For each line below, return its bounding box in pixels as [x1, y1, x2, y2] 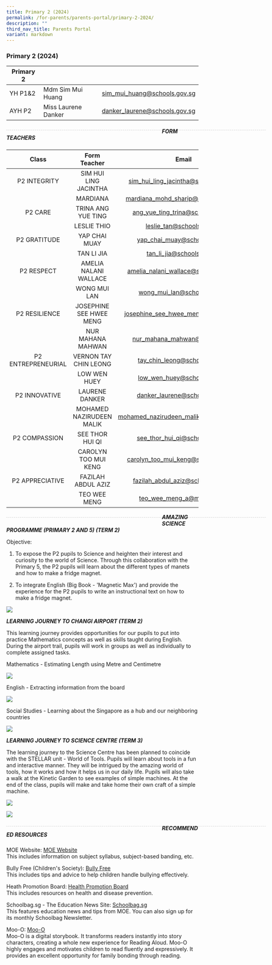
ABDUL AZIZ [74, 480, 111, 489]
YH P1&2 [9, 89, 36, 98]
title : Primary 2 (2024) [6, 9, 70, 15]
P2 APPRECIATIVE [12, 476, 65, 485]
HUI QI [83, 437, 102, 446]
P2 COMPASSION [12, 434, 64, 442]
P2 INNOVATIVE [15, 391, 62, 400]
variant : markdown [6, 32, 53, 38]
